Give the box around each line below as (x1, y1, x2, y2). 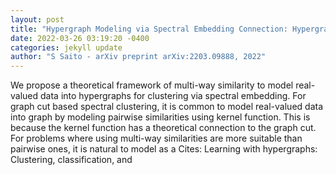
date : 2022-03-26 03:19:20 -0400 (10, 33, 150, 43)
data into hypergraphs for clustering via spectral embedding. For (40, 90, 307, 102)
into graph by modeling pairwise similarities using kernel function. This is (10, 111, 311, 123)
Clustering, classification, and (10, 154, 133, 166)
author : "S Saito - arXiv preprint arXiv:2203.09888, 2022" (10, 52, 267, 62)
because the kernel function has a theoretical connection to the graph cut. (10, 122, 317, 134)
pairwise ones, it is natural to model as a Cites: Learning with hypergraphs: (10, 143, 318, 155)
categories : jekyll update (10, 42, 123, 53)
